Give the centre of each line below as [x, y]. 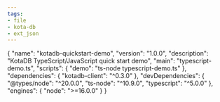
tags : [15, 14]
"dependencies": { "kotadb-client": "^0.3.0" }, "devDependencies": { [106, 76]
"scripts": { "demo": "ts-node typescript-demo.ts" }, [111, 68]
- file [17, 20]
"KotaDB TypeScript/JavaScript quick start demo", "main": [91, 61]
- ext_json [23, 33]
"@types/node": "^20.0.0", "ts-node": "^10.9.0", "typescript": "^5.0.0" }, [110, 83]
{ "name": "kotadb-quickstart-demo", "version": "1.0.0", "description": [108, 53]
